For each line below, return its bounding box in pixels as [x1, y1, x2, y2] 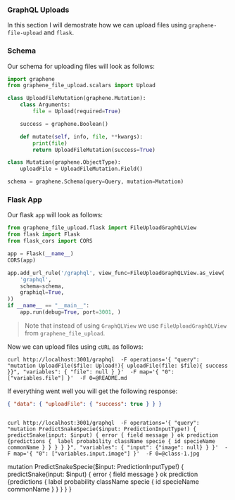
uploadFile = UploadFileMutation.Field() [20, 165, 143, 173]
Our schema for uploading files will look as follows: [7, 62, 155, 70]
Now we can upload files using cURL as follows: [7, 342, 144, 351]
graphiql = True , [20, 289, 65, 296]
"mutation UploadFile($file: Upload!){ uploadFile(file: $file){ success [7, 362, 229, 369]
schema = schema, [20, 283, 65, 290]
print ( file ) [32, 139, 68, 147]
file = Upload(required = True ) [32, 108, 121, 115]
